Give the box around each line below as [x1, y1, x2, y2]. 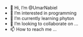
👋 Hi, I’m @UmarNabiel [10, 5, 58, 10]
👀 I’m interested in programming [10, 10, 77, 16]
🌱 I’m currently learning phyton [10, 15, 74, 21]
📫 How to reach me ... [10, 26, 57, 32]
